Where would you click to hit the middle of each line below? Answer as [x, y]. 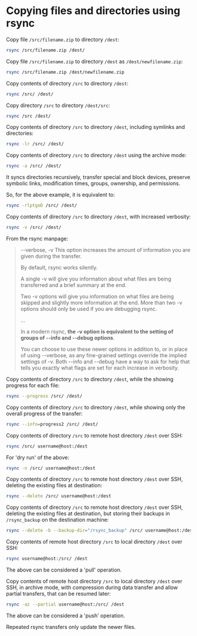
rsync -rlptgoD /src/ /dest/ [42, 206]
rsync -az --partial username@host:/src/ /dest [65, 604]
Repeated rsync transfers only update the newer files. [71, 627]
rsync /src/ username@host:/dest [47, 446]
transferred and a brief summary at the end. [74, 285]
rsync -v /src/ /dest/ [34, 228]
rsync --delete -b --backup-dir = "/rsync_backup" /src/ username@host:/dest [101, 531]
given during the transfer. [51, 256]
